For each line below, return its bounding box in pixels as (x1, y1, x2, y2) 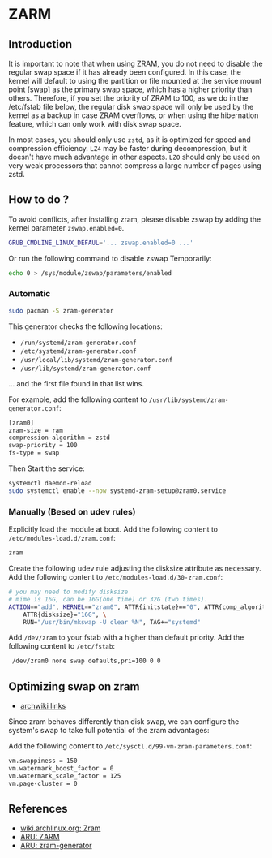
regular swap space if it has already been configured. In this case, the (8, 67, 241, 77)
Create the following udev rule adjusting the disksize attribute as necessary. (8, 563, 261, 573)
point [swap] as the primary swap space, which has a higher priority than (8, 84, 253, 94)
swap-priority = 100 (8, 442, 79, 450)
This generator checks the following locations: (8, 321, 164, 331)
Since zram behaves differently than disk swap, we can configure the (8, 717, 240, 726)
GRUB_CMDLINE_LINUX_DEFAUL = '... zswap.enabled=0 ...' (8, 239, 194, 247)
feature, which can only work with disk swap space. (8, 119, 182, 128)
